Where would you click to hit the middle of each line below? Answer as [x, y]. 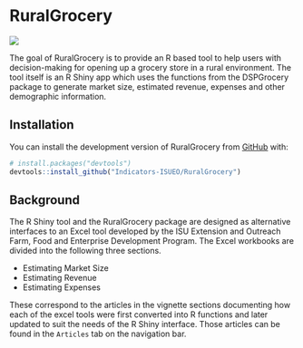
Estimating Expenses [62, 287]
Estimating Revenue [59, 278]
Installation [42, 125]
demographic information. [58, 96]
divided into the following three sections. [85, 251]
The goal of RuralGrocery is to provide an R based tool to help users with [145, 58]
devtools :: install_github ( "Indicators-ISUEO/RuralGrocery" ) [126, 172]
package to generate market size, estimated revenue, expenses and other [147, 86]
